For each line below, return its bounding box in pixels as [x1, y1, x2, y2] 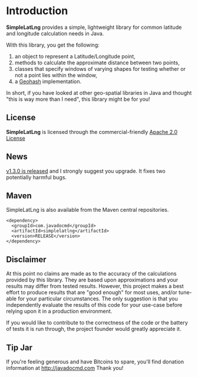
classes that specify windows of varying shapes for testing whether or [14, 65, 186, 72]
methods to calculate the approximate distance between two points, [14, 59, 180, 66]
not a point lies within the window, [14, 71, 97, 78]
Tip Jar [6, 342, 32, 352]
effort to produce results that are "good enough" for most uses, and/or [6, 289, 178, 296]
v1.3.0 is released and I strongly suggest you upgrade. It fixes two [6, 167, 166, 175]
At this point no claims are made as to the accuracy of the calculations [6, 270, 177, 277]
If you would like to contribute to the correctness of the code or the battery [6, 319, 189, 326]
